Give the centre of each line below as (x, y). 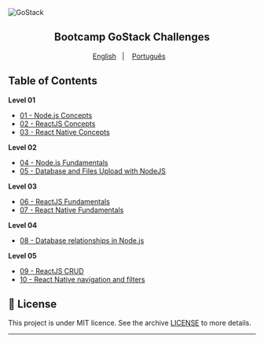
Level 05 (22, 255)
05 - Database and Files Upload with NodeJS (93, 171)
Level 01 (22, 100)
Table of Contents (53, 81)
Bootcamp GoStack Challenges (132, 37)
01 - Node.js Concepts (56, 115)
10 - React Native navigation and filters (82, 279)
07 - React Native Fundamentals (71, 210)
